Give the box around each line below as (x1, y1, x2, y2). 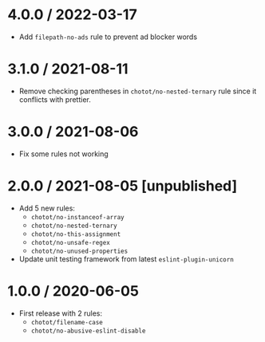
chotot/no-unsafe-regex (30, 238, 111, 246)
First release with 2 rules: (18, 309, 103, 318)
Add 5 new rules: (18, 203, 75, 213)
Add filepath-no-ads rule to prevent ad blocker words (18, 32, 197, 41)
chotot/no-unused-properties (30, 247, 129, 255)
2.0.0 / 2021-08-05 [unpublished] (7, 177, 238, 195)
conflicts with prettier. (18, 94, 91, 104)
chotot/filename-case (30, 318, 103, 326)
